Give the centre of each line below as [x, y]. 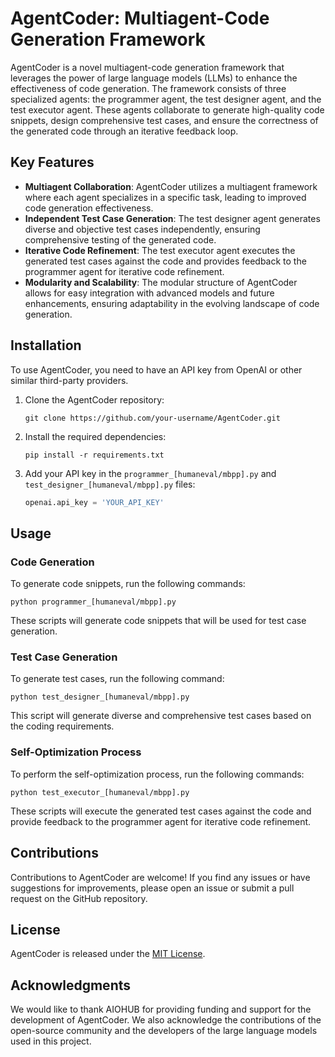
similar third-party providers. [69, 380]
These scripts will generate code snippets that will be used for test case [158, 621]
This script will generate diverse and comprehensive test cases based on [161, 716]
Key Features [52, 162]
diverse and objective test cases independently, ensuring [142, 229]
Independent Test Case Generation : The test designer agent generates [172, 218]
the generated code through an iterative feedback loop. [124, 131]
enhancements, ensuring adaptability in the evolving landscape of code [172, 303]
